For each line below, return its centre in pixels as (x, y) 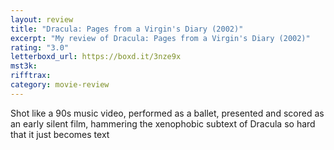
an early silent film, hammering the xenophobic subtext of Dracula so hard (163, 123)
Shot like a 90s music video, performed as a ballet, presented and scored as (167, 113)
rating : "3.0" (40, 47)
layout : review (42, 19)
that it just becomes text (60, 134)
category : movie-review (60, 85)
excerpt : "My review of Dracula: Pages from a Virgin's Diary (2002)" (160, 38)
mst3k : (24, 66)
